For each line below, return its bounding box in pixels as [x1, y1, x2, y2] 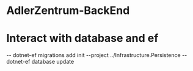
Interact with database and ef [6, 32, 159, 46]
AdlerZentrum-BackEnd [6, 4, 130, 18]
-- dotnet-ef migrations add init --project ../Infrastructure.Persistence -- [6, 52, 188, 59]
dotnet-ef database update [6, 58, 75, 66]
